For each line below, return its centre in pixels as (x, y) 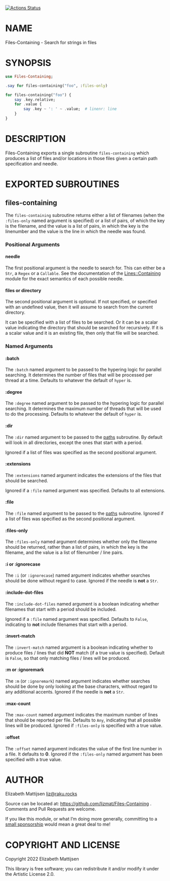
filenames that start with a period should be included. (61, 609)
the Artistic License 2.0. (30, 874)
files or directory (23, 290)
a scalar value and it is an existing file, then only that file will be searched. (82, 333)
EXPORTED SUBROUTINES (62, 184)
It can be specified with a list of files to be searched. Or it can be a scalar (82, 322)
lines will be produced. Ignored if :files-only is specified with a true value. (84, 726)
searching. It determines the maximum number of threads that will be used (83, 408)
